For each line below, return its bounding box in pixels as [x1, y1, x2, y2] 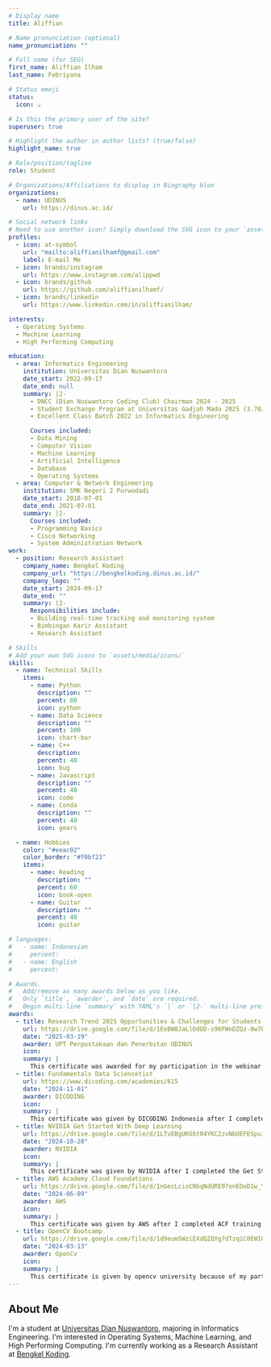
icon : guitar [37, 921, 81, 929]
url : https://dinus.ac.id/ [23, 203, 114, 212]
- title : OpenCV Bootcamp [15, 1227, 103, 1236]
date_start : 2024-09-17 [23, 584, 103, 593]
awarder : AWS [23, 1197, 67, 1206]
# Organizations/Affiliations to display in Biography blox [8, 181, 215, 190]
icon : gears [37, 823, 78, 831]
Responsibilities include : [29, 606, 121, 615]
